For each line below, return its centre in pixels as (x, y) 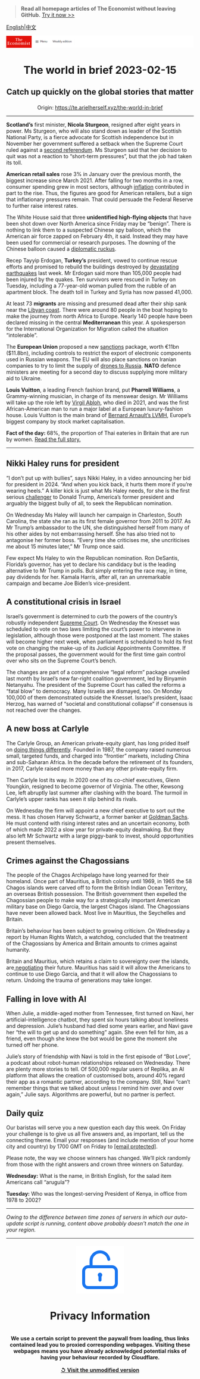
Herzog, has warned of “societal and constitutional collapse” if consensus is (100, 703)
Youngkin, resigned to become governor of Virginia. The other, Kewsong (95, 786)
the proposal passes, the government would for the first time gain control (96, 654)
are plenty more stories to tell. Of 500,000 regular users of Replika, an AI (95, 1069)
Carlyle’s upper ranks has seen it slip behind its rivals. (72, 799)
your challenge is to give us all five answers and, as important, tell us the (95, 1134)
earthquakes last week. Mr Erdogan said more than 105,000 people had (94, 273)
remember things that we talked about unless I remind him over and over (95, 1088)
